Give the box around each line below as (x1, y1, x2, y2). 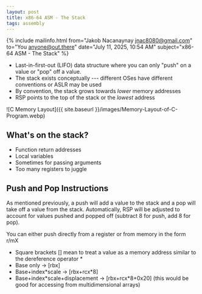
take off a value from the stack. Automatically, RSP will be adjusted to (6, 206, 181, 213)
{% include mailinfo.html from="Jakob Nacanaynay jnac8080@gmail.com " (6, 37, 193, 44)
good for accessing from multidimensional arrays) (15, 281, 141, 288)
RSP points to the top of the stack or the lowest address (15, 94, 155, 101)
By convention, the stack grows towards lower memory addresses (15, 88, 181, 95)
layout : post (6, 9, 40, 15)
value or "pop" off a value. (15, 68, 82, 75)
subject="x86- (157, 43, 194, 51)
